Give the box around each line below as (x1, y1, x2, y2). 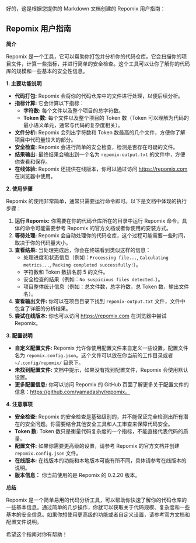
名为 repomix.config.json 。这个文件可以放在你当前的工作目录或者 (14, 351, 173, 358)
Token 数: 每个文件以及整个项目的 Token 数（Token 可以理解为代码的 (23, 114, 190, 121)
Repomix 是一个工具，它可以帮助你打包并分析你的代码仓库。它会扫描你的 (6, 53, 182, 60)
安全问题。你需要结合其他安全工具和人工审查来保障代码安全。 (24, 420, 173, 427)
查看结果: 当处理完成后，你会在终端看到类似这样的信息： (14, 246, 151, 253)
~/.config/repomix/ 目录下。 (14, 359, 84, 366)
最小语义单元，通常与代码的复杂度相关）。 (23, 122, 124, 129)
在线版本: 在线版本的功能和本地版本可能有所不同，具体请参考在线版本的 (14, 456, 187, 464)
